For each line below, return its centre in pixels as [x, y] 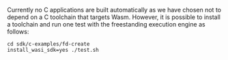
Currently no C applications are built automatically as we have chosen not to [114, 10]
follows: [18, 31]
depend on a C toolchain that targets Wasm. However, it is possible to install [114, 17]
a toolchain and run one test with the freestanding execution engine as [106, 24]
